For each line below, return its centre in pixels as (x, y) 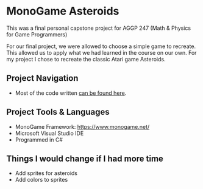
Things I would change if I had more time (85, 158)
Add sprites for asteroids (46, 173)
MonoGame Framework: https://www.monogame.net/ (82, 126)
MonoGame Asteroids (63, 11)
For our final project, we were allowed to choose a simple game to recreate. (101, 46)
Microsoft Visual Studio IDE (49, 133)
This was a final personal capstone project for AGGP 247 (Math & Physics (98, 28)
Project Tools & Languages (58, 112)
